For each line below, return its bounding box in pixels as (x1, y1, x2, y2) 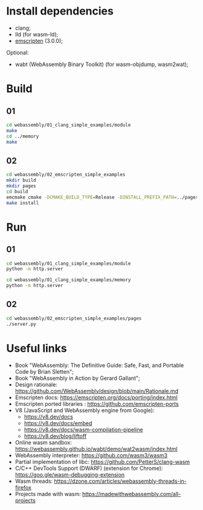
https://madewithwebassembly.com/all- (82, 490, 181, 497)
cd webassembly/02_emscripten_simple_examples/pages (6, 315, 142, 322)
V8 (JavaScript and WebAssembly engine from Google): (14, 406, 155, 414)
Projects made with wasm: (14, 490, 81, 497)
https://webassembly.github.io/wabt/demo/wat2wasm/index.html (14, 445, 178, 452)
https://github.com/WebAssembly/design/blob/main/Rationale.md (14, 387, 179, 394)
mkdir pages (6, 183, 36, 189)
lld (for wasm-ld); (14, 30, 59, 38)
